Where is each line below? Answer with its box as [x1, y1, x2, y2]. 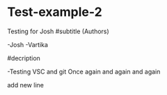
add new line [7, 80, 44, 89]
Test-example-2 [7, 4, 102, 20]
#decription [7, 53, 40, 62]
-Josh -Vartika [7, 40, 49, 49]
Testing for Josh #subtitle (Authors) [7, 27, 109, 35]
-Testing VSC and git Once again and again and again [7, 67, 161, 76]
